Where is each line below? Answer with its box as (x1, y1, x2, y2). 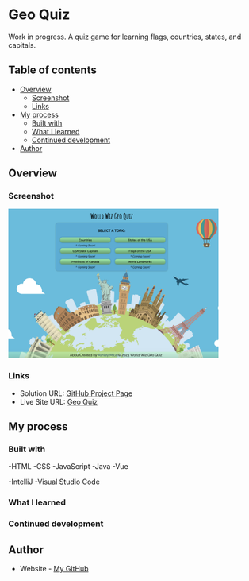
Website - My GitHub (19, 564, 89, 574)
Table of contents (8, 64, 97, 77)
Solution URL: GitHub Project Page (19, 388, 133, 398)
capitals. (8, 40, 36, 49)
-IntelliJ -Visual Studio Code (8, 477, 101, 486)
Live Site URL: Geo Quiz (19, 397, 98, 406)
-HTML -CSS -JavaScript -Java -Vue (8, 462, 128, 471)
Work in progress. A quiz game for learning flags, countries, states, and (8, 32, 242, 41)
